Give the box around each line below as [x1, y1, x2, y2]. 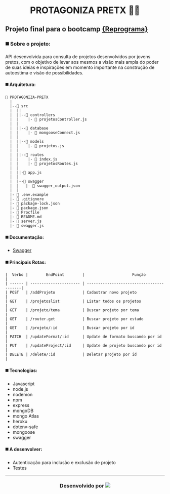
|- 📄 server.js [10, 219, 42, 224]
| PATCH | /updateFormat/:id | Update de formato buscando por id [5, 334, 162, 340]
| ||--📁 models [10, 139, 44, 144]
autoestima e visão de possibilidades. [5, 69, 83, 75]
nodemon [12, 391, 33, 397]
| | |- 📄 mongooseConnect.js [10, 130, 80, 136]
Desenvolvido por [60, 482, 105, 489]
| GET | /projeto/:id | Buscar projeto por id [5, 325, 135, 331]
